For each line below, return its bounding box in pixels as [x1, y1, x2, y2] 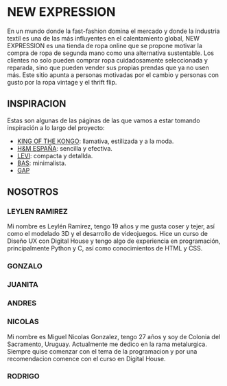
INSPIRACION [7, 98, 67, 110]
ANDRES [7, 299, 36, 308]
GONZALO [7, 261, 43, 271]
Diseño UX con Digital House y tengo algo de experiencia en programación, [7, 237, 221, 245]
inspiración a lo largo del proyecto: [7, 123, 105, 131]
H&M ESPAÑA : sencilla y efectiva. [16, 144, 113, 152]
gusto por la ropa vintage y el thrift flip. [7, 78, 117, 86]
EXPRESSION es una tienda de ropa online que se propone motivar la [7, 41, 202, 50]
